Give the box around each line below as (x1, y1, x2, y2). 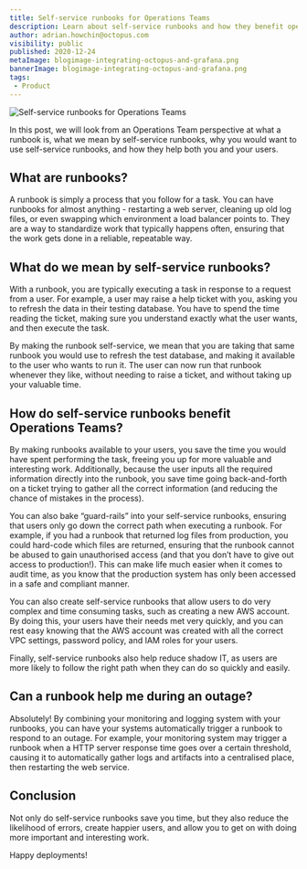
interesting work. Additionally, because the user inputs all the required (9, 463, 273, 475)
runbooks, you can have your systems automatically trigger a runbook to (9, 723, 283, 734)
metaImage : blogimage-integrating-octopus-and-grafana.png (9, 56, 239, 65)
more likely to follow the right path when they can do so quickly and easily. (9, 662, 291, 673)
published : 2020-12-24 (9, 48, 96, 57)
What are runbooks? (9, 170, 128, 185)
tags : (9, 73, 30, 82)
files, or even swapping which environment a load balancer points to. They (9, 214, 291, 225)
